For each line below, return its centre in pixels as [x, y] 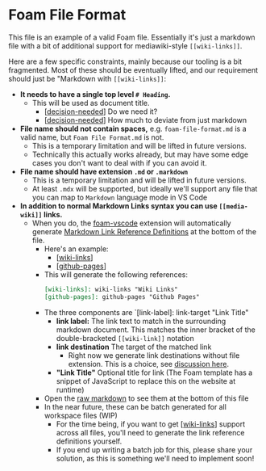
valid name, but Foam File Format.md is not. [92, 137]
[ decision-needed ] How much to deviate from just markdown [145, 120]
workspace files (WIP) [81, 415]
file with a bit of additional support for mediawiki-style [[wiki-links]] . [125, 45]
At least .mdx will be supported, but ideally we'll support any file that [145, 188]
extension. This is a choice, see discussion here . [149, 364]
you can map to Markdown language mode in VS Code [120, 197]
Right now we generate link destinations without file [154, 355]
